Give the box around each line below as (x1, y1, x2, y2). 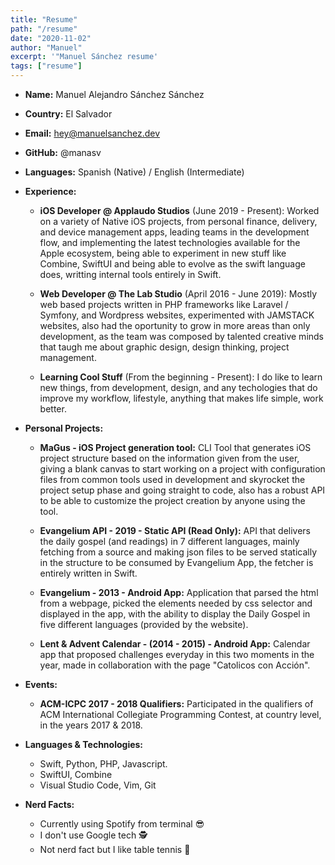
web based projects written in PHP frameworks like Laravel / (39, 299, 289, 310)
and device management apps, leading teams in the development (39, 226, 310, 238)
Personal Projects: (24, 422, 104, 434)
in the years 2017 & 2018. (39, 719, 143, 731)
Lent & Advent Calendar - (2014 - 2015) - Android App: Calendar (39, 638, 311, 650)
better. (39, 403, 67, 415)
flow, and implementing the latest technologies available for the (39, 237, 301, 248)
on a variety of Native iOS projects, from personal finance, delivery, (39, 216, 318, 227)
